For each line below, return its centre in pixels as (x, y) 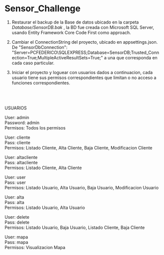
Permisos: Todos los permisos (35, 127)
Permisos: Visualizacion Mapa (35, 247)
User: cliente (17, 137)
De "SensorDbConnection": (40, 47)
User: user (15, 177)
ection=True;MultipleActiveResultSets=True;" (57, 57)
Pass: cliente (17, 142)
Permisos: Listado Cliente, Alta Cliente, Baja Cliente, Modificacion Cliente (79, 148)
